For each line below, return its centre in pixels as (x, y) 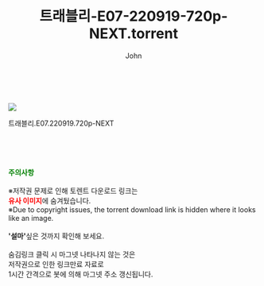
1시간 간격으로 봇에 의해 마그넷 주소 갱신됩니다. (81, 274)
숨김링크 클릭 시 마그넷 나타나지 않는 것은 (72, 254)
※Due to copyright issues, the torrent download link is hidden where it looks (132, 209)
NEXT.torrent (134, 34)
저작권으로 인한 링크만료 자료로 (56, 264)
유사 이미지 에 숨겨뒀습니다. (50, 200)
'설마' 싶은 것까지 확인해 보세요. (56, 236)
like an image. (31, 218)
